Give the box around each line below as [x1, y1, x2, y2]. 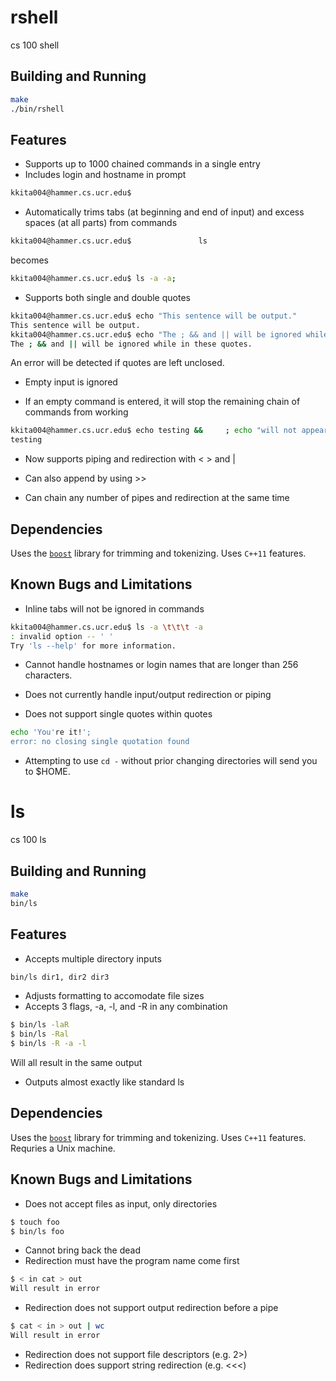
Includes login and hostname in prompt [24, 169, 187, 181]
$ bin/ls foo [10, 1226, 65, 1236]
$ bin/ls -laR [10, 1020, 70, 1030]
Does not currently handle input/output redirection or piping [24, 689, 272, 701]
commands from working [24, 406, 129, 418]
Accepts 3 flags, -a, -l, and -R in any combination [24, 1001, 228, 1013]
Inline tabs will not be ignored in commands [24, 602, 205, 615]
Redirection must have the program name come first [24, 1255, 240, 1267]
